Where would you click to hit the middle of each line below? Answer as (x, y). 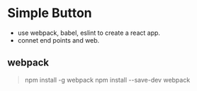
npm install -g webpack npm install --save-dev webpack (107, 80)
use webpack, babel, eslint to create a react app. (89, 33)
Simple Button (50, 13)
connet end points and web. (58, 40)
